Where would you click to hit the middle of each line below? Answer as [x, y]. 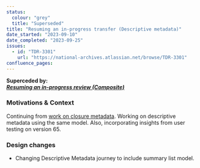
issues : [16, 46]
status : [16, 12]
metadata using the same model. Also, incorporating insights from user [96, 122]
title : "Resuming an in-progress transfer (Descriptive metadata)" [94, 29]
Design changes [31, 145]
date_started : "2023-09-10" [42, 35]
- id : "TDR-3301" [34, 52]
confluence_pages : [30, 63]
